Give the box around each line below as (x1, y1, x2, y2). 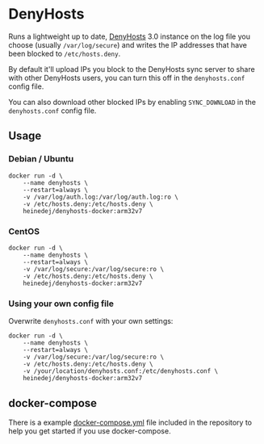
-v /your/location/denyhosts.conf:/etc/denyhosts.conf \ (23, 367, 219, 375)
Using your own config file (8, 298, 115, 309)
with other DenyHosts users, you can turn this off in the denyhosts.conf (8, 73, 245, 82)
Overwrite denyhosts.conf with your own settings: (8, 316, 174, 326)
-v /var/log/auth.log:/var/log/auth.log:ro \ (23, 193, 179, 201)
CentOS (8, 225, 40, 237)
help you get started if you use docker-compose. (8, 426, 171, 436)
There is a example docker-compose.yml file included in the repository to (8, 417, 253, 428)
